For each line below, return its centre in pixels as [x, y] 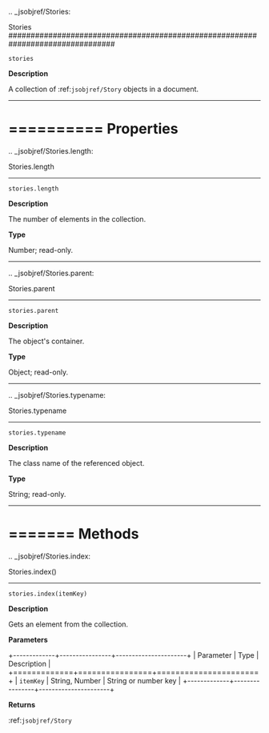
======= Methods [74, 534]
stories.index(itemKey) [48, 594]
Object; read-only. [38, 372]
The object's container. [46, 341]
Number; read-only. [41, 250]
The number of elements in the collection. [77, 218]
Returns [22, 704]
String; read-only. [37, 494]
